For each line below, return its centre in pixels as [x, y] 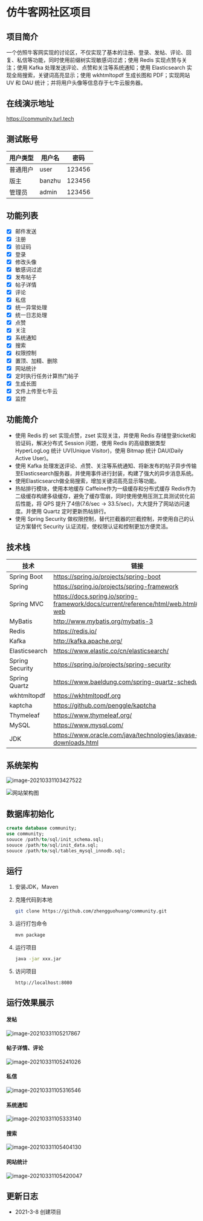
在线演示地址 [30, 104]
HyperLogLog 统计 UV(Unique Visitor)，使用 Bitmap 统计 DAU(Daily [99, 450]
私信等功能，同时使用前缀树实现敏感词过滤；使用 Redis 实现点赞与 [99, 60]
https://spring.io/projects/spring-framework [116, 586]
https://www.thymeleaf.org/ [93, 715]
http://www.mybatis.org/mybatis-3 [103, 621]
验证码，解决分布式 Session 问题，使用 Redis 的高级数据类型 [90, 443]
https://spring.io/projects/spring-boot [107, 577]
